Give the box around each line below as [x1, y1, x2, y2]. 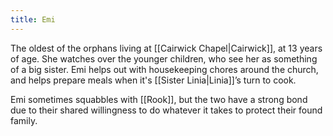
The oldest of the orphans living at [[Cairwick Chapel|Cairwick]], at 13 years [10, 42, 323, 54]
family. [10, 114, 38, 126]
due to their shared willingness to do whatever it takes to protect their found [10, 104, 323, 116]
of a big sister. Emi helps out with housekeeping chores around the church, [10, 63, 319, 75]
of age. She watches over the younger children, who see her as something [10, 52, 318, 65]
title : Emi [10, 14, 56, 25]
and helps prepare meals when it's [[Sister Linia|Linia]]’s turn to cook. [10, 74, 297, 86]
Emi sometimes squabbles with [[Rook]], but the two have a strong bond [10, 93, 308, 105]
